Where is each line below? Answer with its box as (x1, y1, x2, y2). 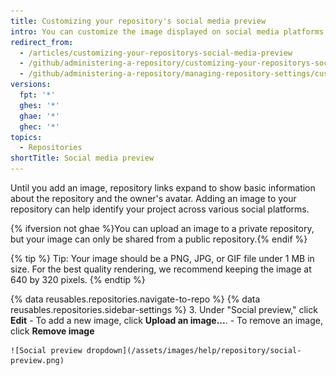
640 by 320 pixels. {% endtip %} (10, 274, 146, 285)
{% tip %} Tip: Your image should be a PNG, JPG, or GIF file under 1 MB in (10, 253, 315, 264)
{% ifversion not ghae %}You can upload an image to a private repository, (10, 223, 315, 234)
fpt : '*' (19, 90, 56, 100)
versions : (10, 80, 52, 90)
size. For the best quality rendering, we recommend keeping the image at (10, 263, 312, 275)
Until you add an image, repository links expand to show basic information (10, 182, 316, 194)
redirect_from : (10, 37, 74, 47)
